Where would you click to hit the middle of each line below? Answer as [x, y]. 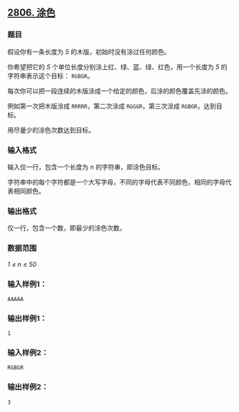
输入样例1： [27, 284]
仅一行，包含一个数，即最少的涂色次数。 [67, 228]
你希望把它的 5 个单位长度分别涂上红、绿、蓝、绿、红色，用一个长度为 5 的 [117, 67]
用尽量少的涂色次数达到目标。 [51, 130]
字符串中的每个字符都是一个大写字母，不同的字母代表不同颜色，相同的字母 [116, 182]
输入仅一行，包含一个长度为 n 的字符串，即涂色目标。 [86, 167]
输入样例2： [28, 353]
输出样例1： [27, 318]
